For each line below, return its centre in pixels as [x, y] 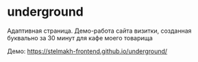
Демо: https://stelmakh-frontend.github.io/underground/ [87, 51]
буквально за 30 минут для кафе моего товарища [80, 37]
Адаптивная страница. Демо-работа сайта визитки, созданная [99, 31]
